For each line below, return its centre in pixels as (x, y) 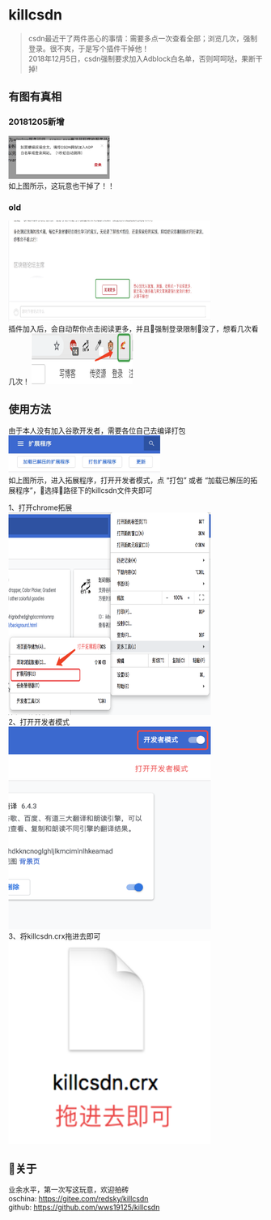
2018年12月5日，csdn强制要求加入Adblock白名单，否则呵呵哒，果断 (142, 58)
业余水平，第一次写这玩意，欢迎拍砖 (69, 1189)
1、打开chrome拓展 (40, 507)
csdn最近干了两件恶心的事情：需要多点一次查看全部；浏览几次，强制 (143, 38)
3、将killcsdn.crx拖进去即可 (55, 936)
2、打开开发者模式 (39, 722)
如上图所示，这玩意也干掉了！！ (61, 186)
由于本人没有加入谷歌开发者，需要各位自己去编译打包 (97, 430)
